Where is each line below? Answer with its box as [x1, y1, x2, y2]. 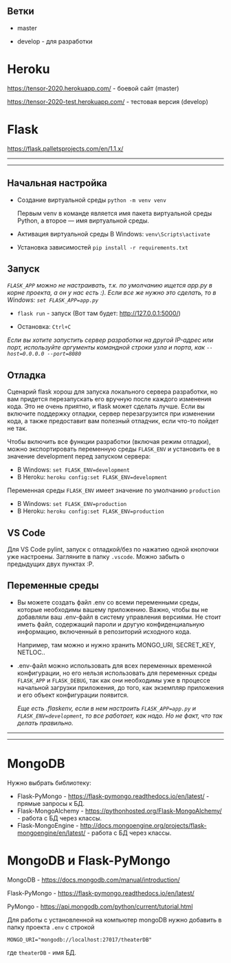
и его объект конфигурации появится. [16, 691, 129, 699]
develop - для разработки [16, 37, 93, 45]
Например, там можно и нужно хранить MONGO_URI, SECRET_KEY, [16, 640, 216, 649]
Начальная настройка [7, 177, 108, 189]
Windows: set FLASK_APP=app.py [7, 296, 99, 304]
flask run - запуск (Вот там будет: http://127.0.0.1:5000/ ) [16, 310, 181, 318]
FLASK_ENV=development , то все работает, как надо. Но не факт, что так [16, 711, 223, 720]
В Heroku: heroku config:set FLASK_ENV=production [16, 507, 164, 516]
